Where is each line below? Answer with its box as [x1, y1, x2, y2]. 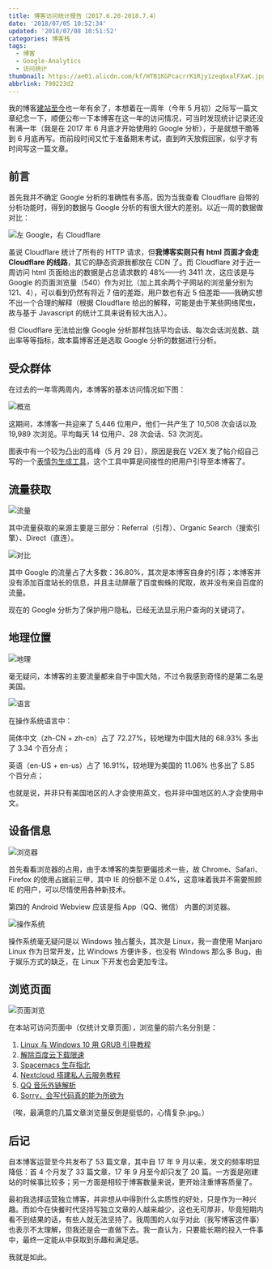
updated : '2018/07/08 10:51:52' [8, 27, 117, 35]
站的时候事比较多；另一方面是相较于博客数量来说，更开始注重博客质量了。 [8, 1177, 257, 1187]
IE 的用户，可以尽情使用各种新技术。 [8, 885, 131, 894]
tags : [8, 42, 27, 50]
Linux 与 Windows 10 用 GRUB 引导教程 [19, 1040, 151, 1050]
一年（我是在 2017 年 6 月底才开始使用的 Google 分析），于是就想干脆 [22, 123, 253, 133]
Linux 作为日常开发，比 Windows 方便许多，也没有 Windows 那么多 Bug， [8, 946, 256, 956]
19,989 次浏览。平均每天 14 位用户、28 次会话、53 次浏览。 [8, 429, 208, 439]
